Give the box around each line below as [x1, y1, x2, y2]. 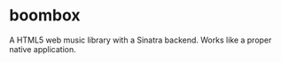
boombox [9, 5, 82, 26]
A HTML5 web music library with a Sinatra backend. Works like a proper [9, 35, 272, 45]
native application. [9, 43, 77, 54]
